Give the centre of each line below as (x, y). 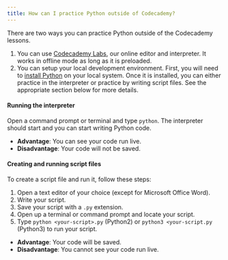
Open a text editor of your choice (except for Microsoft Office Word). (113, 193)
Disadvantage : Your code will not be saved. (79, 148)
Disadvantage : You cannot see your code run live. (88, 250)
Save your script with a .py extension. (70, 207)
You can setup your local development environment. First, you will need (117, 68)
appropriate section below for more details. (77, 90)
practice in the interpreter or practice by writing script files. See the (112, 82)
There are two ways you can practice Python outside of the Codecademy (110, 33)
